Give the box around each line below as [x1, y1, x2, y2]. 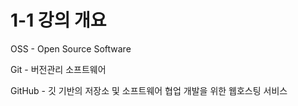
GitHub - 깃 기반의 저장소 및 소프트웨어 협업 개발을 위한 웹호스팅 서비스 [10, 84, 288, 96]
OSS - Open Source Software [10, 42, 132, 55]
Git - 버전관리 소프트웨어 [10, 63, 107, 75]
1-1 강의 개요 [10, 9, 107, 32]
